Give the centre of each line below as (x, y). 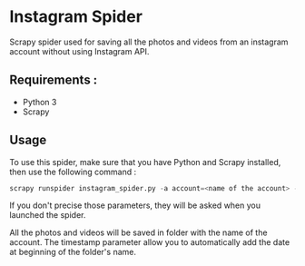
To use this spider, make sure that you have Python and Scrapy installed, (145, 162)
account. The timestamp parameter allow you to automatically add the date (150, 242)
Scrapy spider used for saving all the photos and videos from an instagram (149, 42)
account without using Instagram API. (79, 51)
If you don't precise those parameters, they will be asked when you (135, 205)
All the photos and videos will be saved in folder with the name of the (138, 232)
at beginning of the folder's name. (73, 252)
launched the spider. (48, 215)
